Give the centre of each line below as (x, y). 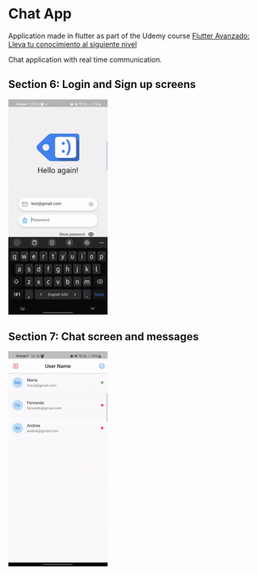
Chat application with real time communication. (85, 59)
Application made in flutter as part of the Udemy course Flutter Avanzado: (129, 36)
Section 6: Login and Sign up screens (102, 84)
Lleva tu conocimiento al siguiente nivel (73, 44)
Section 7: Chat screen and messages (104, 337)
